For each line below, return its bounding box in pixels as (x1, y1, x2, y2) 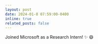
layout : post (5, 7, 32, 12)
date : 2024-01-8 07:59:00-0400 (5, 12, 69, 17)
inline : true (5, 16, 32, 21)
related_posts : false (5, 21, 49, 26)
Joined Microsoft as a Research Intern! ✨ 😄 (5, 34, 94, 40)
